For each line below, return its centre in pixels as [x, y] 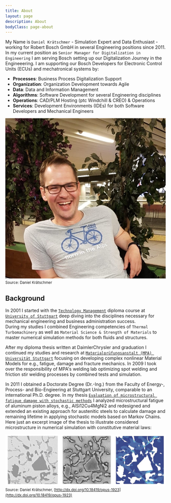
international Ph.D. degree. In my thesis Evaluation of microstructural [80, 395]
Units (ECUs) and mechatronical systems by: [52, 69]
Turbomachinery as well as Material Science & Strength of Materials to [81, 332]
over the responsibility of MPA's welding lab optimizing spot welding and [81, 369]
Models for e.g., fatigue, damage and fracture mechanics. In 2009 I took [81, 364]
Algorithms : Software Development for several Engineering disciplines [87, 95]
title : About [19, 11]
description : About [26, 21]
